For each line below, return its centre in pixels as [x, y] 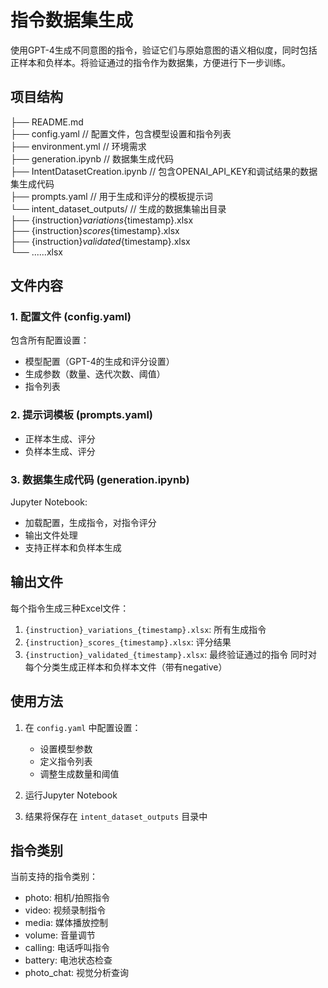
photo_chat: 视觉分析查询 [76, 973]
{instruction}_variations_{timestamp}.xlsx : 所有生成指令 [145, 629]
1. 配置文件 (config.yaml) [71, 317]
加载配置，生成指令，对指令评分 [90, 523]
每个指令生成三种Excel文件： [70, 608]
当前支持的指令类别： [54, 877]
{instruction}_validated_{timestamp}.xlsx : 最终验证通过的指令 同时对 [171, 654]
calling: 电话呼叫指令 [67, 948]
